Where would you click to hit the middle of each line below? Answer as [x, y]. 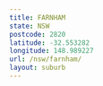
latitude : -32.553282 [50, 43]
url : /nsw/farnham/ [46, 59]
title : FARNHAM [38, 17]
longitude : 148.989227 [51, 51]
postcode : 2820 [38, 34]
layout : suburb [38, 68]
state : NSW [30, 26]
